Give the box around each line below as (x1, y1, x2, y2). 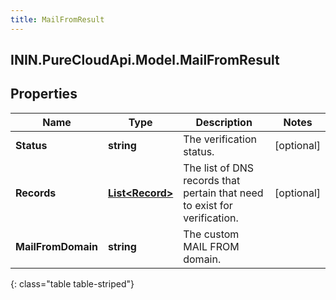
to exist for (183, 198, 233, 212)
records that (183, 173, 241, 187)
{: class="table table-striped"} (10, 277, 135, 290)
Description (195, 115, 253, 129)
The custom (183, 227, 240, 241)
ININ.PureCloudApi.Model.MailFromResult (10, 52, 280, 69)
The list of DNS (183, 161, 255, 175)
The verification (183, 132, 257, 146)
